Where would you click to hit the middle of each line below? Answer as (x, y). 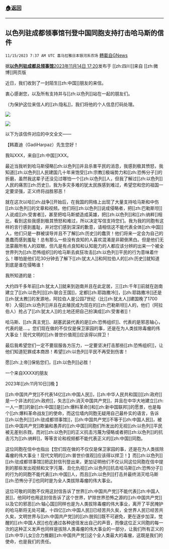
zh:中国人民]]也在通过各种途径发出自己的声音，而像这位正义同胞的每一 (90, 523)
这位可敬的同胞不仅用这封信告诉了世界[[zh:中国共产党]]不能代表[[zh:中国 (80, 491)
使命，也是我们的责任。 (29, 541)
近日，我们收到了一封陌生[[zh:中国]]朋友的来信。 (56, 83)
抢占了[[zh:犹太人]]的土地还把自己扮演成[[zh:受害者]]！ (75, 311)
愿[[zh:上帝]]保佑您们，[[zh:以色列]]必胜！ (49, 362)
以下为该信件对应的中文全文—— (38, 134)
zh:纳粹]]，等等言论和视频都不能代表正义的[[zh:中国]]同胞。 (83, 438)
